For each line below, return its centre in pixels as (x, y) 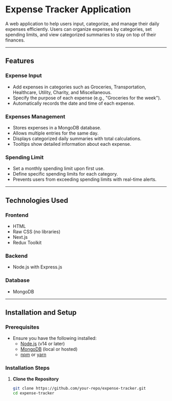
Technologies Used (37, 200)
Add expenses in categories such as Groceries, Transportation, (79, 87)
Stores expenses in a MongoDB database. (57, 127)
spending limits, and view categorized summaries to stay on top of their (81, 34)
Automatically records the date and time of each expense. (74, 103)
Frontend (17, 215)
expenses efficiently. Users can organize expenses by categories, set (79, 29)
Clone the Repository (36, 379)
